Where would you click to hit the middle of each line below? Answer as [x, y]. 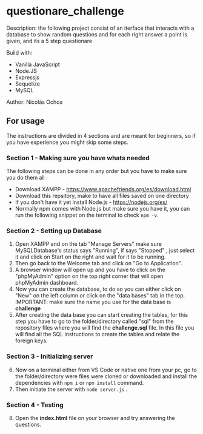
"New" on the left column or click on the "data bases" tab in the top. [100, 296]
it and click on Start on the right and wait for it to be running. [90, 257]
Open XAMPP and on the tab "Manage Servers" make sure [88, 244]
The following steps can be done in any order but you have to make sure [97, 171]
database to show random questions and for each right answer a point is [97, 34]
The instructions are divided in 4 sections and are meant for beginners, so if [101, 135]
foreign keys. [31, 341]
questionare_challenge [65, 11]
